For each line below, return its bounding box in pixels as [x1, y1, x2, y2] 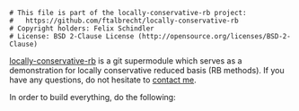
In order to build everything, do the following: [9, 92, 177, 102]
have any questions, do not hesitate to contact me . [9, 74, 198, 85]
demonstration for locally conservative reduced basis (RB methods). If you [9, 65, 285, 75]
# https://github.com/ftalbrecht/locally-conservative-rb [9, 16, 240, 25]
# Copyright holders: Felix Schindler [9, 24, 154, 33]
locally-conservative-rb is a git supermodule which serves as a [9, 55, 242, 66]
